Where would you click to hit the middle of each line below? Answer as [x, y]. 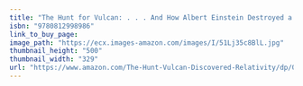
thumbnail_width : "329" [54, 59]
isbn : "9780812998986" [52, 26]
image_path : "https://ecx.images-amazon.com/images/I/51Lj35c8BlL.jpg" [147, 43]
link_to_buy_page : [44, 34]
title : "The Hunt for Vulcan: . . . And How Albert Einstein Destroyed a [151, 17]
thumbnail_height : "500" [56, 51]
